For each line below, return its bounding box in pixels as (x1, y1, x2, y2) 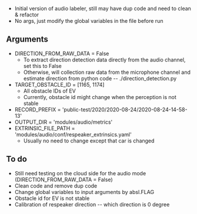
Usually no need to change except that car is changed (23, 137, 155, 144)
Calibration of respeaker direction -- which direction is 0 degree (14, 201, 170, 208)
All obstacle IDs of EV (23, 87, 76, 94)
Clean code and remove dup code (14, 182, 98, 189)
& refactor (14, 11, 39, 18)
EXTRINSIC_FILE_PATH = (14, 124, 75, 131)
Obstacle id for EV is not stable (14, 195, 90, 202)
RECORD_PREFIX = (14, 106, 61, 113)
